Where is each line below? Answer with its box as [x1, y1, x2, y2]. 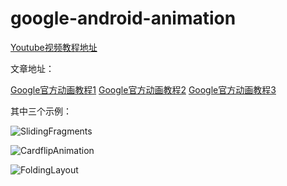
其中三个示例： [10, 105, 72, 117]
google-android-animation [10, 7, 237, 30]
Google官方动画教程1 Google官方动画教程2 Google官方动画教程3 [10, 83, 277, 96]
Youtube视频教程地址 [10, 41, 98, 53]
